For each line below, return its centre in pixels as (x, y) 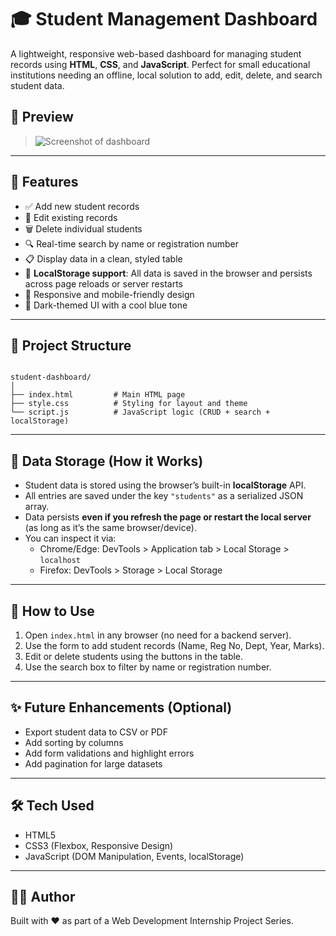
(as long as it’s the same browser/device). (110, 528)
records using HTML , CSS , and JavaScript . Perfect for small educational (160, 64)
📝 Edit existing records (71, 217)
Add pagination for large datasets (93, 763)
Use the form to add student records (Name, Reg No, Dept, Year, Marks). (174, 645)
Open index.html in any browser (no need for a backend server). (158, 635)
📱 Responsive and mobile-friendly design (109, 294)
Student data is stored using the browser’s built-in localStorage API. (165, 485)
